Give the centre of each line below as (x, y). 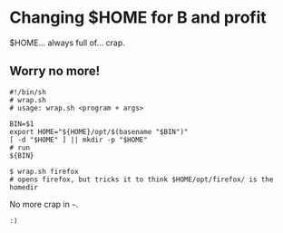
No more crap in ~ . (44, 204)
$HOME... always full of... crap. (67, 43)
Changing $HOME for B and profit (138, 18)
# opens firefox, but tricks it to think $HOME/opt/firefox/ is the (141, 180)
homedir (24, 187)
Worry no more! (55, 71)
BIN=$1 (22, 124)
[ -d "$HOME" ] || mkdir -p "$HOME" (78, 140)
